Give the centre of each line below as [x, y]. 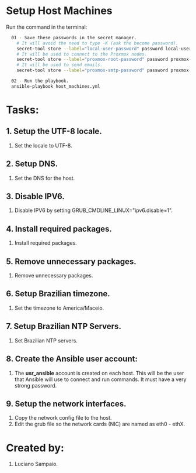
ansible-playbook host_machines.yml [56, 86]
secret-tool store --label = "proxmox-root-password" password [92, 60]
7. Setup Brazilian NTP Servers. [64, 326]
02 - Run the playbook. [40, 81]
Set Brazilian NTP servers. [46, 340]
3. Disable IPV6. [36, 196]
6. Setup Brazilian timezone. [58, 294]
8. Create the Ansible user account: [72, 359]
